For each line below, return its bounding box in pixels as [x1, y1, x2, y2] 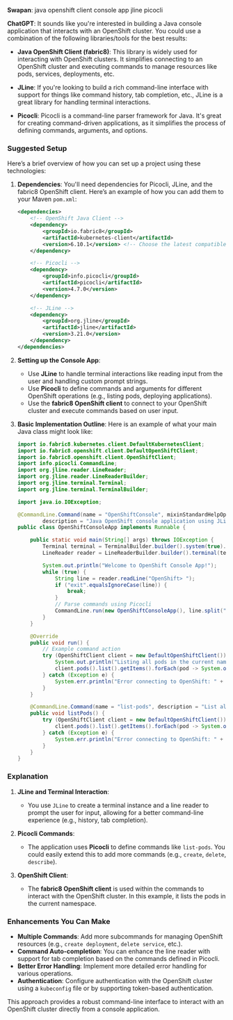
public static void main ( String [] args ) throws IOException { [30, 537, 214, 544]
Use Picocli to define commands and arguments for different [27, 384, 202, 392]
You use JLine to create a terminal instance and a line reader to [27, 801, 209, 809]
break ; [67, 588, 87, 595]
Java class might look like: [17, 427, 93, 435]
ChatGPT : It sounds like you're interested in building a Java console [7, 19, 202, 27]
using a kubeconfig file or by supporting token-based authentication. [17, 984, 214, 992]
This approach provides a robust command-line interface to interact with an [7, 997, 225, 1005]
